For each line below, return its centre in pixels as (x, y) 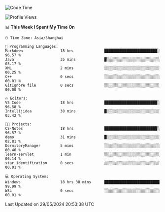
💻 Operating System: (27, 177)
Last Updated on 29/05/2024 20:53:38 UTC (50, 204)
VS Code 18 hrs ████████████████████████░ (82, 103)
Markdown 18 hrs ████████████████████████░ (82, 51)
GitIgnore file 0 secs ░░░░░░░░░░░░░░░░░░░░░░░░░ (82, 85)
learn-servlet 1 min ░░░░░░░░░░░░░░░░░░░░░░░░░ (82, 154)
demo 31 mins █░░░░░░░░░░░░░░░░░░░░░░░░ (82, 137)
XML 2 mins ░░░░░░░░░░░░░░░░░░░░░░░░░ (82, 68)
